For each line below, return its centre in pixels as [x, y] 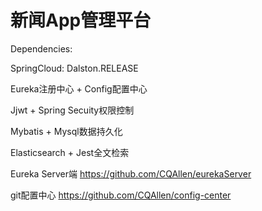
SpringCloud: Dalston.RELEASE [74, 68]
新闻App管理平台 [81, 20]
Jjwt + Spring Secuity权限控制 [72, 110]
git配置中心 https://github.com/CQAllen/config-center [121, 195]
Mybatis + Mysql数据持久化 [66, 131]
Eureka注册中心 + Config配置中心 [79, 88]
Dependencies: [41, 48]
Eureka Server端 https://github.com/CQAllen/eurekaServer [131, 173]
